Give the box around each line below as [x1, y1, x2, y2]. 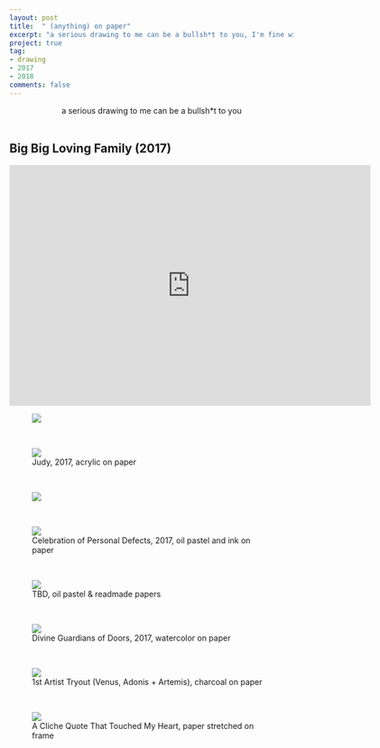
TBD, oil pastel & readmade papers [32, 588, 162, 600]
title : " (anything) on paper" [9, 22, 131, 31]
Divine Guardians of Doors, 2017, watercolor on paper [32, 633, 231, 643]
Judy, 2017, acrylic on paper [32, 457, 137, 467]
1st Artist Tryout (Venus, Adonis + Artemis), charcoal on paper [32, 677, 264, 688]
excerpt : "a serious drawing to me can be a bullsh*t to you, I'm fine [9, 30, 284, 39]
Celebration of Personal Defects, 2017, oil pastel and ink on [32, 535, 251, 546]
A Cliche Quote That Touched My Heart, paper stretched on [32, 721, 255, 732]
